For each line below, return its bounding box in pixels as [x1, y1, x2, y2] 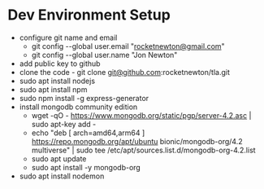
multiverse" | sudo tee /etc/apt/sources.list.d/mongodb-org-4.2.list [31, 145, 257, 155]
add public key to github [19, 59, 101, 68]
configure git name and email [19, 33, 118, 42]
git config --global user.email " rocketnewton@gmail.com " [31, 41, 225, 51]
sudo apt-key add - [31, 119, 97, 129]
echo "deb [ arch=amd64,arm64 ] [31, 128, 145, 138]
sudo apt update [31, 153, 87, 164]
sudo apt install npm [19, 84, 88, 94]
